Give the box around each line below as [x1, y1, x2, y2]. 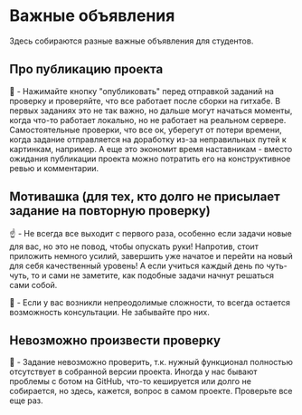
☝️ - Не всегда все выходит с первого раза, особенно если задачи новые [9, 227, 292, 238]
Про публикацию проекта [9, 62, 164, 77]
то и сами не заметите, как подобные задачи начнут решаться [31, 269, 274, 281]
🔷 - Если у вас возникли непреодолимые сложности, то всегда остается [9, 296, 291, 308]
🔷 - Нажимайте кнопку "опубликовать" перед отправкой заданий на [9, 85, 274, 96]
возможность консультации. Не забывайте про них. [9, 306, 210, 317]
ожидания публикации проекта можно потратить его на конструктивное [9, 153, 291, 164]
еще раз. [9, 395, 43, 406]
